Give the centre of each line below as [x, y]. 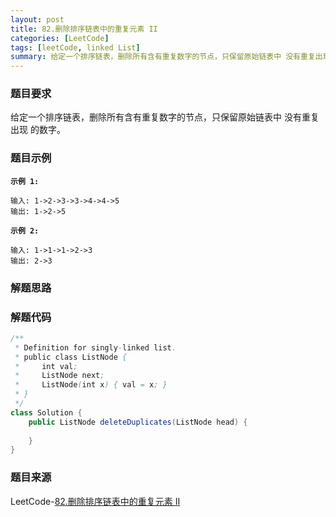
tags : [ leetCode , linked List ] [75, 47]
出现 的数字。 [38, 130]
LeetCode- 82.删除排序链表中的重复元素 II [95, 501]
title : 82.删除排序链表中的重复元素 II [84, 29]
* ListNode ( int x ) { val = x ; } [91, 385]
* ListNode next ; [59, 376]
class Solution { [46, 412]
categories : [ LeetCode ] [60, 38]
